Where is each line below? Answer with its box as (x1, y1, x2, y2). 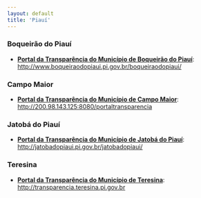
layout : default (7, 10, 54, 17)
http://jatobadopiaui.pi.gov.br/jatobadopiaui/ (17, 143, 143, 151)
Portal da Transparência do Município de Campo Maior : (17, 95, 180, 103)
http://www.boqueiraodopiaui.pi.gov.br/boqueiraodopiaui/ (17, 62, 182, 70)
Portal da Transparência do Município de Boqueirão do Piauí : (17, 55, 195, 63)
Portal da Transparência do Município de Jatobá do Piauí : (17, 135, 185, 143)
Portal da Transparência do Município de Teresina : (17, 175, 165, 184)
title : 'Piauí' (7, 17, 51, 23)
